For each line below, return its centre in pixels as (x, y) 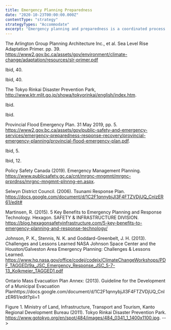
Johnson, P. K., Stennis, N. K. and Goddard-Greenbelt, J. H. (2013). (76, 239)
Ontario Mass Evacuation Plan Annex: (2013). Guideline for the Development (86, 281)
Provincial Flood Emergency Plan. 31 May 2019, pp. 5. (61, 125)
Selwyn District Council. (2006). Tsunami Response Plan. (65, 192)
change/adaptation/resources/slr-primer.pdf (52, 60)
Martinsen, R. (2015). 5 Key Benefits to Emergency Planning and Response (83, 212)
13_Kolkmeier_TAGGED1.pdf (34, 271)
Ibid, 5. (13, 151)
